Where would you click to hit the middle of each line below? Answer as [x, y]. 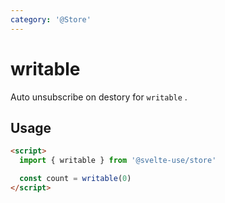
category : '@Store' [51, 19]
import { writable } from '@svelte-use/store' [118, 161]
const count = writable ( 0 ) [75, 179]
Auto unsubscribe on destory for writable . [99, 97]
